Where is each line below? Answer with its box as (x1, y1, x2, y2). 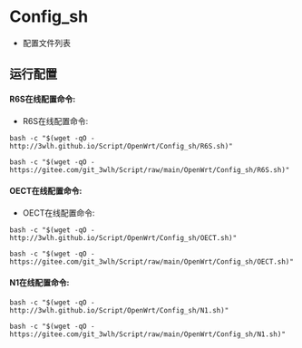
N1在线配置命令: (9, 277, 70, 288)
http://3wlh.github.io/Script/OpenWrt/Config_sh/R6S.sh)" (9, 141, 233, 150)
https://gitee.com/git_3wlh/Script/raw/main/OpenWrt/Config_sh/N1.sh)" (9, 329, 286, 339)
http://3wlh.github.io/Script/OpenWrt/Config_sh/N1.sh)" (9, 305, 229, 314)
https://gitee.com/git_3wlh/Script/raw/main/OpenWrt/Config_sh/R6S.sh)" (9, 165, 290, 174)
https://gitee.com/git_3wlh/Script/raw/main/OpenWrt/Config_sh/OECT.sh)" (9, 256, 295, 266)
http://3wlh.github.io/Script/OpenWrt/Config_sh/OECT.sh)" (9, 233, 238, 242)
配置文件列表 (22, 37, 71, 48)
